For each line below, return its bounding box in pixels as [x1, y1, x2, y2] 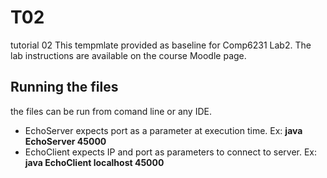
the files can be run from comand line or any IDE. [10, 105, 212, 117]
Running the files [10, 79, 119, 96]
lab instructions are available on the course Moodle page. [10, 49, 247, 61]
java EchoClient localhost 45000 [24, 156, 165, 168]
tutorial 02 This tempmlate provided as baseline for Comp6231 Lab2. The [10, 39, 312, 51]
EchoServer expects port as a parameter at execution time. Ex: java [24, 124, 303, 136]
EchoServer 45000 [24, 135, 107, 147]
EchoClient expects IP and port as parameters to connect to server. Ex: [24, 146, 318, 158]
